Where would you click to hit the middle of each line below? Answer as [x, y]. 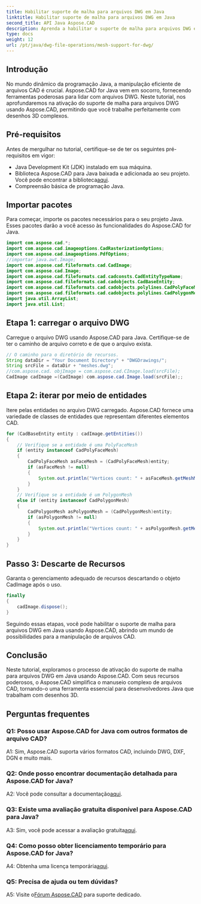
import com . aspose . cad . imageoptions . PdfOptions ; [68, 254]
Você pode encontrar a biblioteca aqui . [62, 180]
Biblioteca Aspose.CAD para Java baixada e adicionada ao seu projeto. [102, 173]
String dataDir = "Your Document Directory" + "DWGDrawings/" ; [87, 360]
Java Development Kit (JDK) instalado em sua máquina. [83, 167]
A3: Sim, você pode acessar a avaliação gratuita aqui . [72, 830]
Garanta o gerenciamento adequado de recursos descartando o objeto [93, 578]
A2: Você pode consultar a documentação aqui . [64, 794]
